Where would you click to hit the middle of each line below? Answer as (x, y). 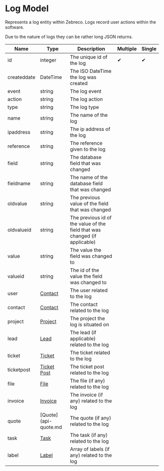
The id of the (84, 270)
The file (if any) (88, 381)
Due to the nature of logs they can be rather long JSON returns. (69, 37)
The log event (86, 91)
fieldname (19, 183)
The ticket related (90, 352)
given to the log (88, 149)
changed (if (83, 236)
